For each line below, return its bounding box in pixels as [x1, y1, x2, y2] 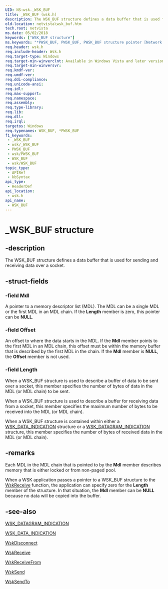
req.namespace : [5, 95, 37, 100]
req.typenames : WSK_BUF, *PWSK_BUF [5, 128, 79, 133]
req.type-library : [5, 105, 43, 110]
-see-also [5, 507, 36, 515]
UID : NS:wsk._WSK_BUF [5, 7, 50, 12]
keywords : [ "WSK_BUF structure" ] [5, 35, 75, 40]
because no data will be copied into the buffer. [5, 493, 101, 499]
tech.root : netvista [5, 26, 48, 31]
